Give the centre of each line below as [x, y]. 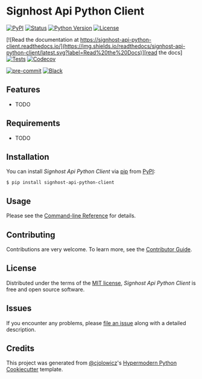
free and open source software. [46, 289]
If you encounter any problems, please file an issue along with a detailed [96, 323]
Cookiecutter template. [35, 369]
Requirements [33, 123]
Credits [21, 348]
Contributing [31, 235]
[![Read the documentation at [43, 39]
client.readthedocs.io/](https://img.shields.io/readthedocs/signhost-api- [96, 46]
